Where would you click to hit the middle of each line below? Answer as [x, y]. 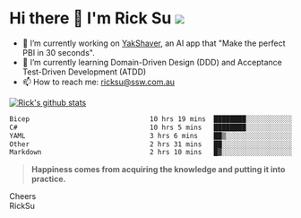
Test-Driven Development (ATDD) [84, 72]
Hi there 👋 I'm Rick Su [90, 18]
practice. [48, 179]
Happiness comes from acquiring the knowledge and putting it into [158, 170]
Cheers [23, 196]
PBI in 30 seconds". [59, 52]
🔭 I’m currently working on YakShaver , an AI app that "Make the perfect [154, 43]
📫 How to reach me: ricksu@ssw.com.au [99, 82]
